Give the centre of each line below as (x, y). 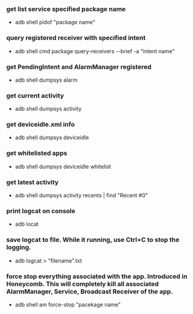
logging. (19, 247)
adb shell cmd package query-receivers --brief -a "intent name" (95, 51)
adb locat (27, 224)
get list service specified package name (66, 9)
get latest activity (33, 182)
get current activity (35, 96)
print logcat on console (41, 211)
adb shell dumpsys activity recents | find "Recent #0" (81, 195)
